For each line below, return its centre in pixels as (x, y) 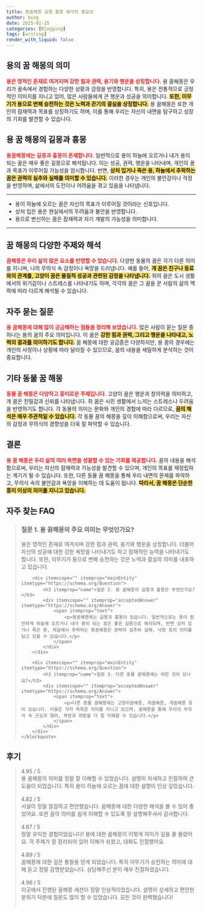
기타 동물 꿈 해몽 (35, 378)
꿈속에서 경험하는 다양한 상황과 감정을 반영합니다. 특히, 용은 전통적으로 (100, 88)
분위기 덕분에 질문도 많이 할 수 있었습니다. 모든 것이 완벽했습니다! (97, 898)
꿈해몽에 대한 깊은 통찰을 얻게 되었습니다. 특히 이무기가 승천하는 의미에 (103, 862)
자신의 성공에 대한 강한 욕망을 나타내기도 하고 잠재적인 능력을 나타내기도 (105, 552)
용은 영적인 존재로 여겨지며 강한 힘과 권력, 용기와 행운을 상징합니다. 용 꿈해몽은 (97, 81)
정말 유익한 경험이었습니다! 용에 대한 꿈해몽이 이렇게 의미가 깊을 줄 (99, 834)
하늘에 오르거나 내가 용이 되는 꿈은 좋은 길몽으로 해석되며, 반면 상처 (110, 623)
